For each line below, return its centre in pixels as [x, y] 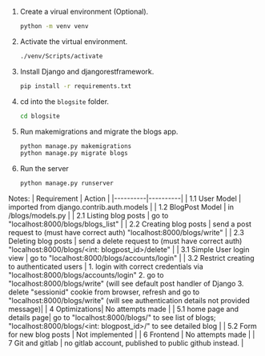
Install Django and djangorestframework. [87, 71]
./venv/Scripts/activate [61, 56]
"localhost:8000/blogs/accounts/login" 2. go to [86, 275]
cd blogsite [40, 116]
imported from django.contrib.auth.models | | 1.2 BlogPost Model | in [121, 207]
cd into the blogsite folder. [64, 101]
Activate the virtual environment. [74, 41]
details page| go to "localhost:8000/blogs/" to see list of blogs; [112, 318]
